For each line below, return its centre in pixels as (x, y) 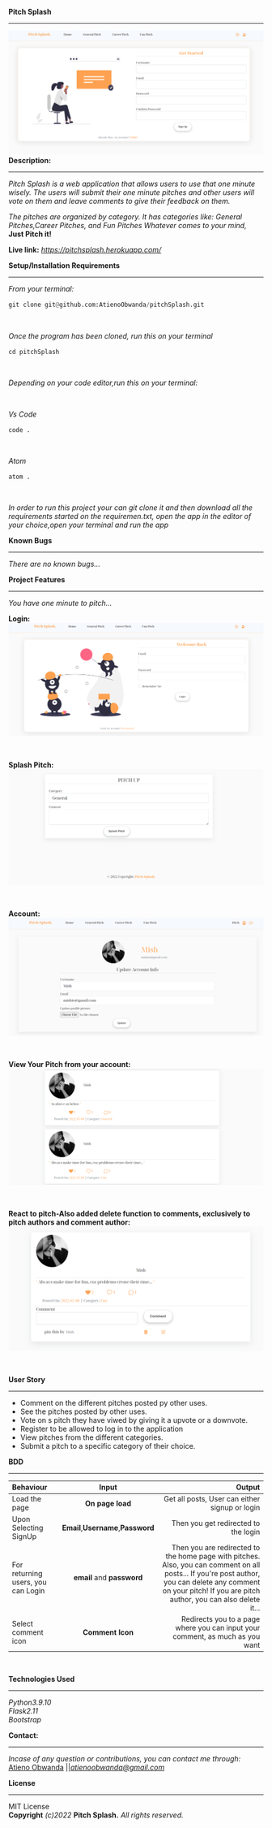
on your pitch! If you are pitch (211, 1590)
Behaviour (30, 1487)
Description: (30, 161)
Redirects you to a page (221, 1619)
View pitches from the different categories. (91, 1437)
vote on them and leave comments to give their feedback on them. (119, 201)
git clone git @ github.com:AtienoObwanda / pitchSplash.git (106, 305)
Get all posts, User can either (212, 1499)
